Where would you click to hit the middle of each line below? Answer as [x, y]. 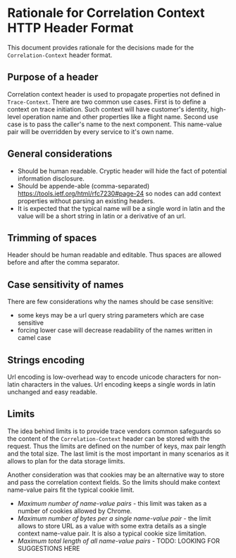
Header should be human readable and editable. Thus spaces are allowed [114, 255]
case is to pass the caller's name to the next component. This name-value [115, 124]
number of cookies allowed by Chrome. [75, 511]
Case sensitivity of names [66, 285]
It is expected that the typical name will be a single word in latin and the [121, 208]
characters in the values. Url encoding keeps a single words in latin [118, 384]
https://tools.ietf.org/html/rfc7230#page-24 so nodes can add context [119, 193]
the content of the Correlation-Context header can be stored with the [108, 438]
